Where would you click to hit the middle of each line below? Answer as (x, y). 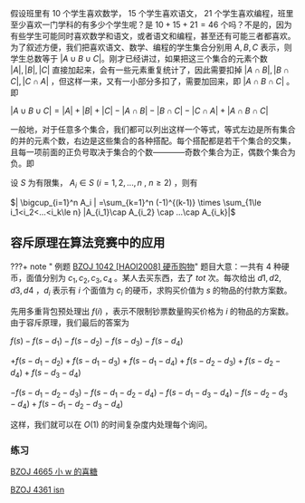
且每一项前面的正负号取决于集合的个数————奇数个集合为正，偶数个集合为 (153, 152)
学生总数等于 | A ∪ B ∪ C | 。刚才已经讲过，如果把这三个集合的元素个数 (139, 58)
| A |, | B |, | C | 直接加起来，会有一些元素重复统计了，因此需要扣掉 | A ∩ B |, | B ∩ (150, 70)
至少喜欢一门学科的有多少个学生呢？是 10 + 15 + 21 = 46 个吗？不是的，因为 (151, 24)
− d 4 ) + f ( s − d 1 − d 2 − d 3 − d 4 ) (67, 405)
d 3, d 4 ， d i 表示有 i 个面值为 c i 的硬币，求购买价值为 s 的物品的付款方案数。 (151, 291)
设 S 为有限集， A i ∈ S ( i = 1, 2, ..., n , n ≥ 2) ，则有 (104, 184)
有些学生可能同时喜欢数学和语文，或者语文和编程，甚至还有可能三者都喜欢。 (153, 36)
